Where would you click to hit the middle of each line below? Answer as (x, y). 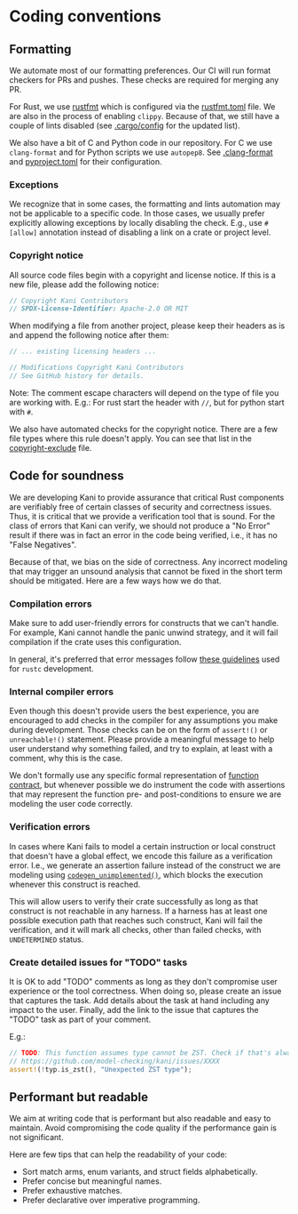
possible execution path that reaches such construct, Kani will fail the (136, 920)
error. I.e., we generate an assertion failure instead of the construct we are (145, 865)
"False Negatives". (43, 544)
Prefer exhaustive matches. (72, 1191)
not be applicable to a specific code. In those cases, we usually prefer (137, 213)
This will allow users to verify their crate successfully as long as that (134, 901)
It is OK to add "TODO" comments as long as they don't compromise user (143, 981)
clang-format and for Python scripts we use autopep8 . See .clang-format (141, 152)
